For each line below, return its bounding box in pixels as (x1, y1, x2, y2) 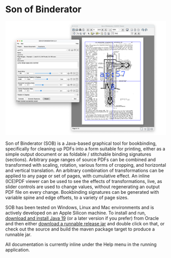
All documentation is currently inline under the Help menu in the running (5, 241, 157, 247)
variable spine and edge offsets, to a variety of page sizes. (5, 194, 129, 200)
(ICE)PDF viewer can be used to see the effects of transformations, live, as (5, 178, 162, 184)
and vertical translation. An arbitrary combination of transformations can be (5, 167, 164, 173)
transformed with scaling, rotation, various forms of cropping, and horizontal (5, 162, 166, 168)
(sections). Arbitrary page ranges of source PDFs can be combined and (5, 157, 156, 163)
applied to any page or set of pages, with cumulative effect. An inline (5, 172, 150, 179)
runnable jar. (5, 231, 32, 238)
